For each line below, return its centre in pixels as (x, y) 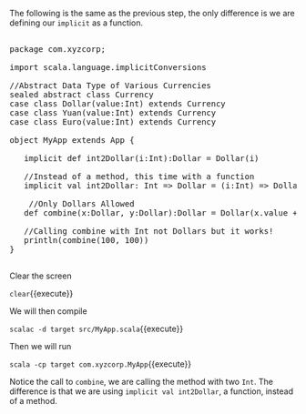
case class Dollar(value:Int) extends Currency (117, 104)
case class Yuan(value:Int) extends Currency (113, 113)
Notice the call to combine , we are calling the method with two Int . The (141, 382)
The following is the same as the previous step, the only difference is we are (152, 13)
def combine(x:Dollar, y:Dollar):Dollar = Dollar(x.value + (161, 213)
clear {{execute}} (41, 293)
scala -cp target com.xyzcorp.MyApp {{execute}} (101, 364)
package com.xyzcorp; (58, 49)
